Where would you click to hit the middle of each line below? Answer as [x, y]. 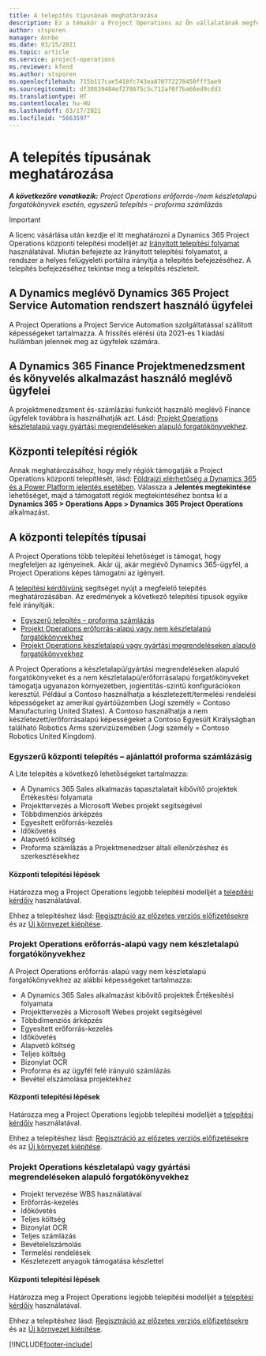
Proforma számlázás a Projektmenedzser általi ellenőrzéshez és [124, 848]
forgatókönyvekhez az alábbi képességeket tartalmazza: [101, 980]
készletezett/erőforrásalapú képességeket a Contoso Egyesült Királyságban [132, 720]
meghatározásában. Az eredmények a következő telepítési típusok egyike [128, 597]
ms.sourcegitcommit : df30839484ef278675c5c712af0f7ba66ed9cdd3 [115, 89]
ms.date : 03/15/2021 [43, 45]
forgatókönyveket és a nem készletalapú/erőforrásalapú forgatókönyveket [129, 678]
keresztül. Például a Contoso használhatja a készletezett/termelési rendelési [133, 695]
